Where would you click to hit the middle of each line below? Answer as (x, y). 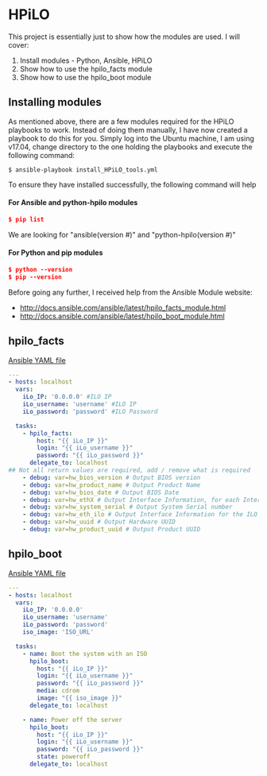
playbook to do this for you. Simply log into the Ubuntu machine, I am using (131, 138)
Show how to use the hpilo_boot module (85, 77)
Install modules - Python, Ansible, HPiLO (86, 60)
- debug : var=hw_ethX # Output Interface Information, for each (131, 500)
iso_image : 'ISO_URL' (58, 632)
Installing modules (55, 102)
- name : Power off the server (73, 720)
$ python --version (41, 270)
